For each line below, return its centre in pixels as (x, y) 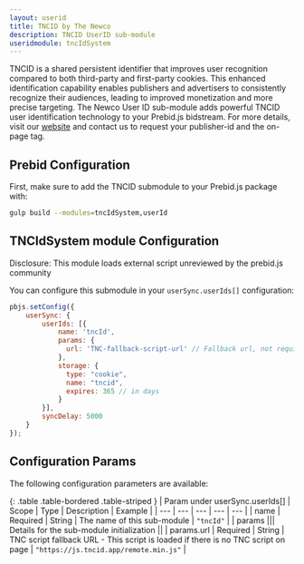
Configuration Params (73, 462)
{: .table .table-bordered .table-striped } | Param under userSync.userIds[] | (150, 501)
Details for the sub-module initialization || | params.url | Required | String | (147, 530)
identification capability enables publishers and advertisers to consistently (148, 88)
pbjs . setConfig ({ (42, 306)
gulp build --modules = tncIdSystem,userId (89, 213)
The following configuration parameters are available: (109, 483)
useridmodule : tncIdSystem (60, 43)
